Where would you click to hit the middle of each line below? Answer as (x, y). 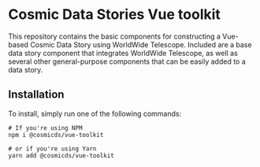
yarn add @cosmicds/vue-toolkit (61, 155)
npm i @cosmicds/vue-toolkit (56, 135)
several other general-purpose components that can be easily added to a (127, 61)
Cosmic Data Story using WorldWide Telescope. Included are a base (141, 44)
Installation (36, 95)
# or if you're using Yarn (52, 148)
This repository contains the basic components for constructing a (114, 36)
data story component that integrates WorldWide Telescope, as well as (123, 53)
